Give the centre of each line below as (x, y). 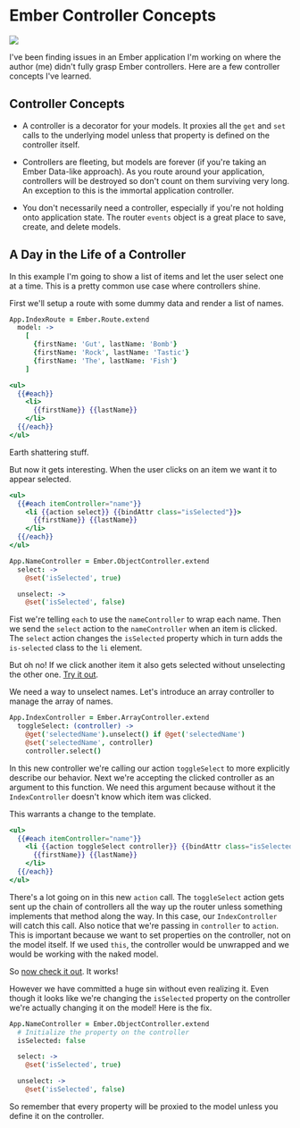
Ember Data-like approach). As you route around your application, (143, 171)
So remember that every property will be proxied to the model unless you (144, 1106)
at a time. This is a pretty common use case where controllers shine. (135, 286)
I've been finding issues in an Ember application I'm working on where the (145, 57)
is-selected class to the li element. (76, 648)
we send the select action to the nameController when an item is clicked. (143, 629)
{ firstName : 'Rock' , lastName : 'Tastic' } (111, 353)
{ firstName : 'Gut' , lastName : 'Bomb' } (105, 345)
